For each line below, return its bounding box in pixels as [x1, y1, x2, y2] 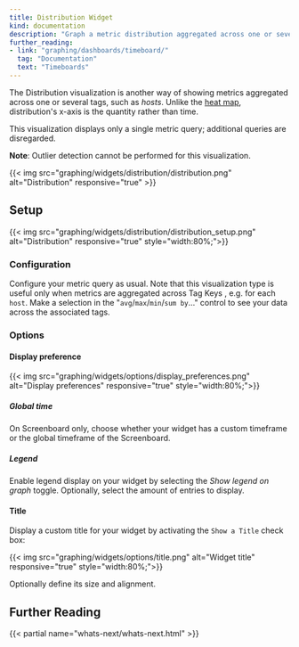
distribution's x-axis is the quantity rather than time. [9, 106, 198, 117]
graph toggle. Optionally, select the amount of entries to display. [9, 485, 245, 495]
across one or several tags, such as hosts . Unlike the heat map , [9, 96, 242, 107]
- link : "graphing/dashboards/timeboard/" [9, 46, 169, 55]
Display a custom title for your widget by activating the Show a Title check [9, 525, 284, 536]
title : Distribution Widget [9, 12, 114, 22]
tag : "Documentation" [17, 54, 98, 63]
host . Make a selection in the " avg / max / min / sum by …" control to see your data [9, 297, 287, 307]
